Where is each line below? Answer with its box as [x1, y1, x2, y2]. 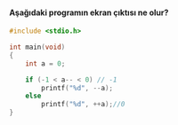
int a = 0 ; [25, 59, 66, 68]
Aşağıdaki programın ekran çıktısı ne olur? [9, 7, 169, 18]
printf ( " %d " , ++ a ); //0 [41, 100, 125, 109]
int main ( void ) [9, 43, 66, 52]
